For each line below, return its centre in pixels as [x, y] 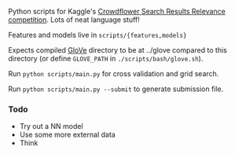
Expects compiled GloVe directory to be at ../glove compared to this [118, 50]
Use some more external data [67, 135]
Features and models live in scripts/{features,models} [97, 35]
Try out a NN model [51, 126]
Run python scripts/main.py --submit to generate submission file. [116, 89]
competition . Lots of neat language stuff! [74, 20]
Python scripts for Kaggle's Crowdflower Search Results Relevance [117, 11]
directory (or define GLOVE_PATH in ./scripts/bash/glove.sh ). [106, 59]
